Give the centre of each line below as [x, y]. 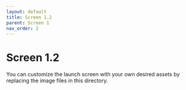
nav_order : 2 [22, 28]
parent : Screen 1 [28, 23]
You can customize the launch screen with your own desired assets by [93, 75]
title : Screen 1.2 [29, 17]
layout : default [26, 12]
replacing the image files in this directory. [57, 80]
